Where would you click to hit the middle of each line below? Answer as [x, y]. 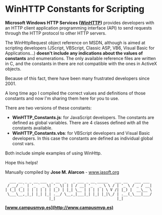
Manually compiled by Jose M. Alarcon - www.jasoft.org [62, 172]
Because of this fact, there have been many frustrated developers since [77, 78]
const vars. [23, 143]
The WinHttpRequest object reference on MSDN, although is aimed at [75, 42]
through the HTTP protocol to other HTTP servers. [56, 33]
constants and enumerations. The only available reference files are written [81, 58]
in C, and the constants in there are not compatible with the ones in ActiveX [81, 63]
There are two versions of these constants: [48, 108]
